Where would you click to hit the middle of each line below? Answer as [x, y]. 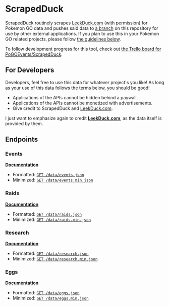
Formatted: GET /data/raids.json [47, 214]
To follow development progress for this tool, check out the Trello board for [83, 49]
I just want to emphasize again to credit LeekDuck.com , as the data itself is [83, 118]
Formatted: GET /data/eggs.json [46, 293]
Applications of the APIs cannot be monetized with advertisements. [82, 103]
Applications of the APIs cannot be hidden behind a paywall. [75, 97]
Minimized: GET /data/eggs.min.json [51, 298]
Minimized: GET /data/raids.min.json [52, 219]
